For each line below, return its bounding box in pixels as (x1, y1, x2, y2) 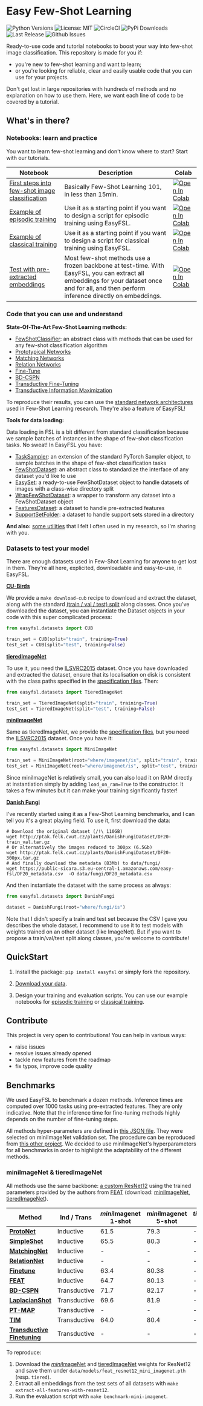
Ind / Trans (60, 1213, 92, 1221)
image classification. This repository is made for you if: (6, 48, 143, 56)
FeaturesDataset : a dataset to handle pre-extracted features (14, 504, 165, 511)
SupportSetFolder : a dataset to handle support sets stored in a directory (14, 511, 195, 518)
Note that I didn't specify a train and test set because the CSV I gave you (6, 915, 187, 922)
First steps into (9, 179, 51, 187)
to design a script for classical (64, 236, 150, 245)
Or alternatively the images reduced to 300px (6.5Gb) (11, 844, 153, 851)
